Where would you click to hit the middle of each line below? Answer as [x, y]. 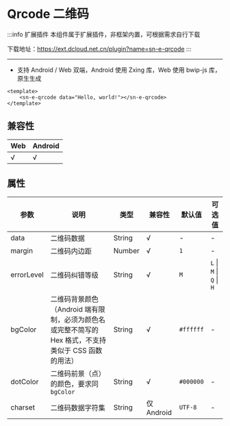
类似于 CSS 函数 [76, 350]
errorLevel [27, 275]
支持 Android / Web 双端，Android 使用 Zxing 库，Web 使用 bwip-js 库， [119, 70]
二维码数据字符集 [78, 408]
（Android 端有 [74, 309]
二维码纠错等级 [75, 275]
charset [23, 407]
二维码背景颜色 [75, 299]
